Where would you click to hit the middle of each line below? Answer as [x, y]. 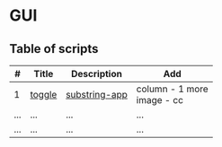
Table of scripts [54, 49]
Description [97, 74]
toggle [44, 95]
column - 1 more [172, 89]
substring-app [97, 95]
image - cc [160, 100]
